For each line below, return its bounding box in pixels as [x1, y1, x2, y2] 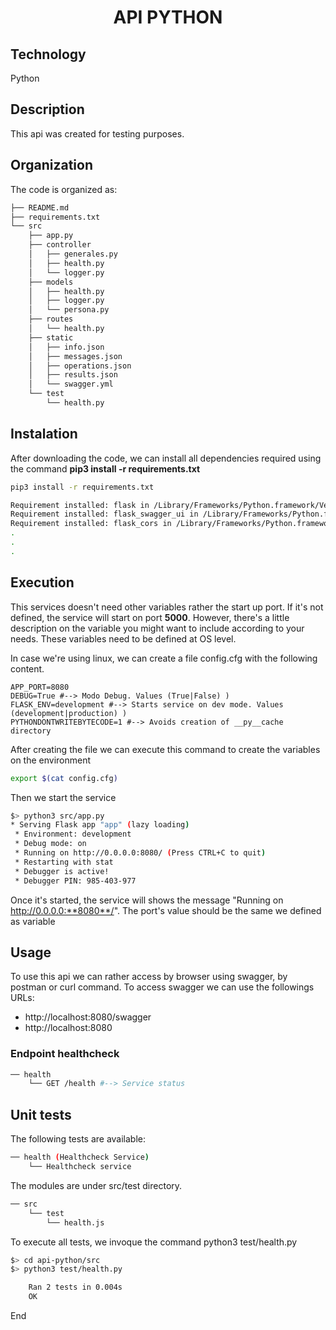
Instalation [10, 426, 78, 443]
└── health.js [46, 1217, 105, 1228]
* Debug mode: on [14, 839, 87, 849]
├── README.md [10, 202, 70, 213]
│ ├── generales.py [28, 249, 118, 259]
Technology [10, 46, 87, 63]
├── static [28, 332, 74, 343]
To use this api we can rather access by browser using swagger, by [10, 971, 288, 983]
